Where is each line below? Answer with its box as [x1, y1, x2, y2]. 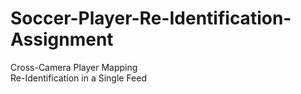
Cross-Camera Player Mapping [10, 61, 138, 73]
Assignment [10, 28, 114, 51]
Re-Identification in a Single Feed [10, 72, 148, 84]
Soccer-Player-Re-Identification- [10, 7, 292, 30]
